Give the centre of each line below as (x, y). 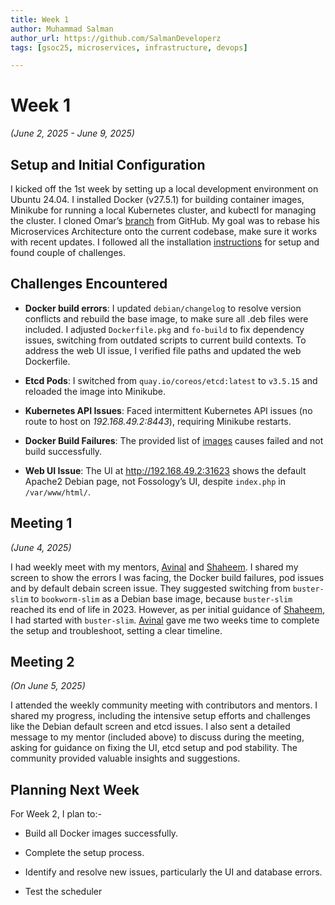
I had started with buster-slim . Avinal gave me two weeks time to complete (165, 620)
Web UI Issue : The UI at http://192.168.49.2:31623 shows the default (165, 470)
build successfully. (63, 451)
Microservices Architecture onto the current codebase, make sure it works (164, 231)
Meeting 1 (41, 523)
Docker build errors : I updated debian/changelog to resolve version (163, 308)
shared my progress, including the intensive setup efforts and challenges (160, 716)
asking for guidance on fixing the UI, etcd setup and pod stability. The (154, 748)
